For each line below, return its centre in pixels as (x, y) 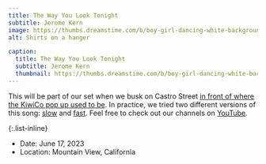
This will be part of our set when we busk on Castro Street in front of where (131, 96)
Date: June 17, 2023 (52, 143)
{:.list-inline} (28, 128)
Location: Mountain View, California (78, 151)
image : (19, 30)
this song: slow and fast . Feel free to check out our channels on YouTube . (128, 113)
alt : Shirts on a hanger (49, 37)
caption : (23, 52)
